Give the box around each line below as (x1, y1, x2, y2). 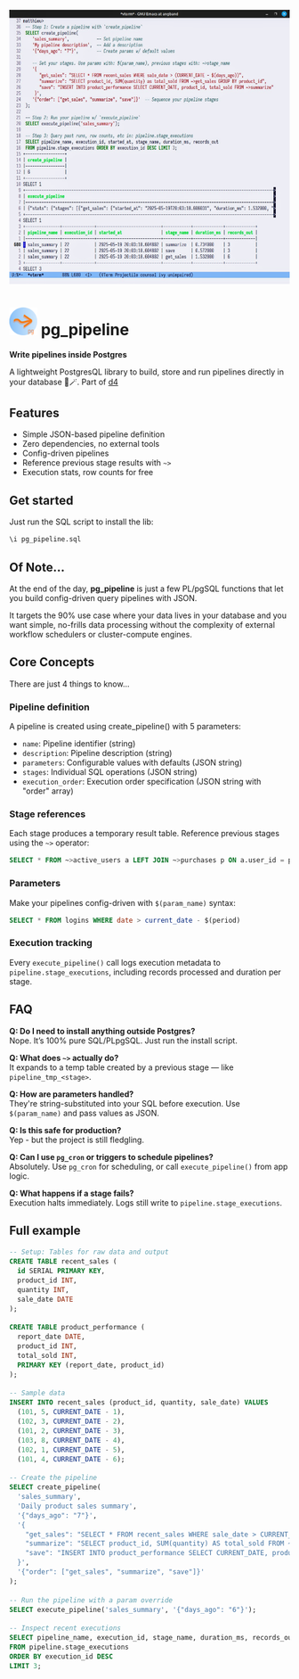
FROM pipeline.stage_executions (9, 1642, 129, 1652)
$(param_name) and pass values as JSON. (9, 1107, 160, 1118)
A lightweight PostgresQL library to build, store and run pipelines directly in (9, 366, 285, 377)
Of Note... (9, 559, 65, 575)
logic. (9, 1170, 29, 1181)
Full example (9, 1222, 82, 1238)
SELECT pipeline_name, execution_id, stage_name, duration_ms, (9, 1634, 249, 1642)
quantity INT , (17, 1285, 69, 1294)
